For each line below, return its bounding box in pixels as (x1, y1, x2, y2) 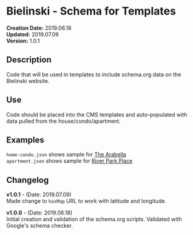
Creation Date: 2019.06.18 (6, 24, 72, 31)
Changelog (6, 174, 49, 185)
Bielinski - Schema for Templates (6, 4, 176, 18)
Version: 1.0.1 (6, 37, 40, 44)
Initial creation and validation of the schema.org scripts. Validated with (6, 216, 182, 223)
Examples (6, 134, 44, 145)
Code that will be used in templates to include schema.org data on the (6, 71, 181, 78)
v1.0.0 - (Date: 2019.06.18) (6, 209, 73, 216)
